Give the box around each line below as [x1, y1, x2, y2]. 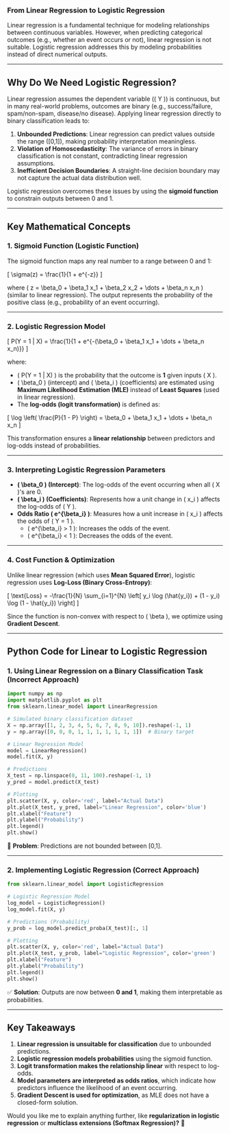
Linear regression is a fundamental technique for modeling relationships [7, 21, 210, 30]
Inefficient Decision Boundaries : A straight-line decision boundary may [16, 167, 220, 175]
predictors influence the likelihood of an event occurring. [16, 1084, 178, 1092]
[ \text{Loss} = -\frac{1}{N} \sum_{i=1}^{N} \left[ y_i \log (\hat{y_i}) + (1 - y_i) [7, 591, 220, 599]
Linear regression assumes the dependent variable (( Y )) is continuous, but [7, 95, 220, 103]
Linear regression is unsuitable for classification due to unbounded [16, 1040, 212, 1048]
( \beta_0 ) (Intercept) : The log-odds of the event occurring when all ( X [16, 481, 220, 489]
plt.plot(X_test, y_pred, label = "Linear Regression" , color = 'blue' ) [7, 804, 207, 811]
